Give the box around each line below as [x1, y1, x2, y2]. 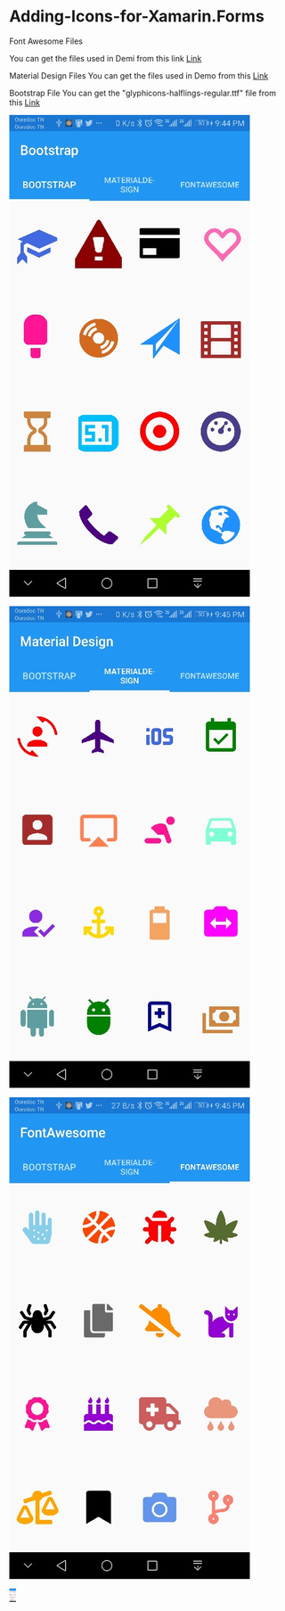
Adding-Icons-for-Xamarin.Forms [9, 6, 265, 27]
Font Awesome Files [9, 36, 83, 46]
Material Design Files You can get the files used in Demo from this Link [9, 70, 269, 81]
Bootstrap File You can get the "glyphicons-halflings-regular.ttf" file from [9, 87, 276, 98]
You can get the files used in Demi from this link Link [9, 53, 202, 63]
